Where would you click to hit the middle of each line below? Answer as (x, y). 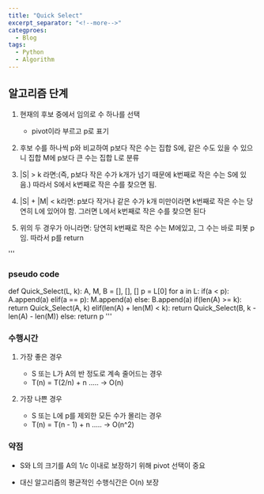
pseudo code (34, 273)
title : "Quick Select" (45, 15)
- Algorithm (35, 60)
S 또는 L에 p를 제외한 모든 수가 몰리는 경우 (96, 416)
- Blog (26, 38)
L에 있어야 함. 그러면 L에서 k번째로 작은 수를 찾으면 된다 (120, 211)
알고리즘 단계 (38, 94)
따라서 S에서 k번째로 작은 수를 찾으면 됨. (95, 184)
